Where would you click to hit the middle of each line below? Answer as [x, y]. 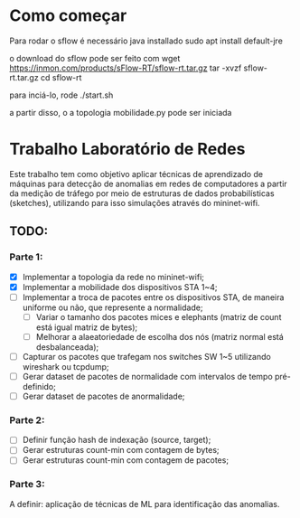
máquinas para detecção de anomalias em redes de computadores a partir [148, 184]
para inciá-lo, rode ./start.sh [61, 95]
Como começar [68, 16]
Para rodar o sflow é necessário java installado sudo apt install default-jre [146, 41]
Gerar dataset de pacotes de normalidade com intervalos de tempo [147, 376]
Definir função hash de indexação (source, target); [117, 440]
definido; [39, 386]
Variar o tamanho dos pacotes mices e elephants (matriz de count [159, 316]
